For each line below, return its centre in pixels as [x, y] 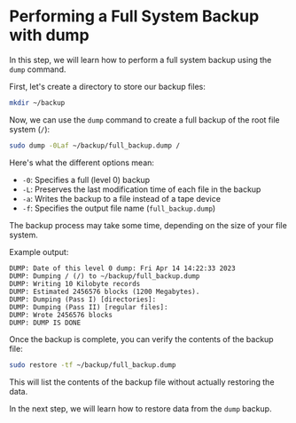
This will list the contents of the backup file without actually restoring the [142, 382]
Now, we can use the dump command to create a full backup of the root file [144, 120]
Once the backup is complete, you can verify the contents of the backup [141, 339]
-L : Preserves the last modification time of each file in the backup [141, 189]
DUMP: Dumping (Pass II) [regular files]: [89, 307]
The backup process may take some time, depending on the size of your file [148, 225]
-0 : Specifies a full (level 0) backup [86, 180]
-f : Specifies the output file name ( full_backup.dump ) [119, 208]
